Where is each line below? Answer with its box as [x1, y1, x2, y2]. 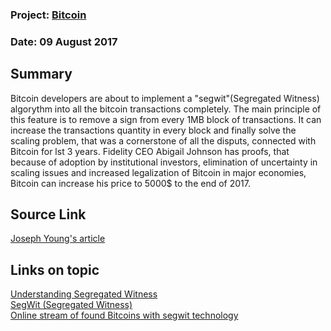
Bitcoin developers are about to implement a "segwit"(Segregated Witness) [10, 92, 320, 104]
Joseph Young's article [10, 233, 106, 245]
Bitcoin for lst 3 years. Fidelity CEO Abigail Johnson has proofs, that [10, 145, 290, 157]
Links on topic [10, 261, 100, 278]
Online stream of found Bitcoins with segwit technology [10, 309, 239, 322]
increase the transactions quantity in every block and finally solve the [10, 124, 297, 136]
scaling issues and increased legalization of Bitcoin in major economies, [10, 166, 307, 178]
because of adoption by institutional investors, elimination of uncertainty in [10, 156, 318, 168]
